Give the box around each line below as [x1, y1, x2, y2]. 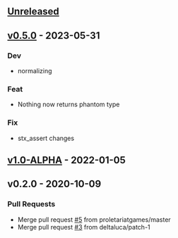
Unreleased [7, 6, 60, 18]
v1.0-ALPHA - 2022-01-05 [7, 154, 126, 166]
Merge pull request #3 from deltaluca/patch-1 [17, 223, 150, 231]
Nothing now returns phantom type [17, 100, 120, 108]
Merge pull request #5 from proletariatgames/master [17, 215, 171, 224]
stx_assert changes [17, 134, 75, 142]
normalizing [17, 67, 52, 75]
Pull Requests [7, 199, 56, 209]
